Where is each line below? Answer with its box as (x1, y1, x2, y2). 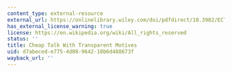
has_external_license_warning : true (7, 23, 113, 29)
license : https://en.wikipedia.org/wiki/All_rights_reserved (7, 29, 187, 36)
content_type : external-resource (7, 10, 104, 17)
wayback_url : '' (7, 55, 54, 62)
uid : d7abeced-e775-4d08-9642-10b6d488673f (7, 49, 135, 56)
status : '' (7, 36, 39, 43)
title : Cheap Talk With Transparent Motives (7, 42, 137, 49)
